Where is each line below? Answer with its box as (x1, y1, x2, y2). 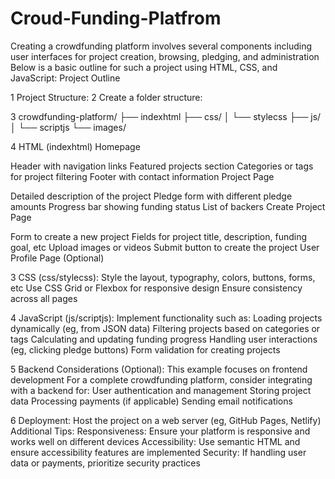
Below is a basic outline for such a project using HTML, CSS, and (10, 61, 278, 73)
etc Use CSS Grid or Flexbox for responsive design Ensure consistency (10, 282, 303, 294)
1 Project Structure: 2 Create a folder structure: (10, 91, 203, 103)
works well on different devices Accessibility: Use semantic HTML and (10, 435, 301, 447)
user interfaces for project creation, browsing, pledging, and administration (10, 50, 320, 62)
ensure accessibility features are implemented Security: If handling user (10, 446, 307, 458)
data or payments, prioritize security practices (10, 457, 201, 469)
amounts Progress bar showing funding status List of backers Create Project (10, 200, 326, 212)
